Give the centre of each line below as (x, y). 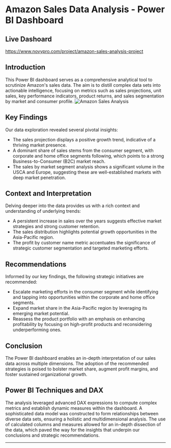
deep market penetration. (39, 178)
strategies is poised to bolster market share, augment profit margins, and (82, 369)
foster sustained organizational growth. (46, 375)
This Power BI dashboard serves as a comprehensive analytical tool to (79, 80)
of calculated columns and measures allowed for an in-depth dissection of (83, 424)
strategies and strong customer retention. (56, 227)
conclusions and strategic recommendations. (53, 435)
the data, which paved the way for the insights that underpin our (73, 430)
